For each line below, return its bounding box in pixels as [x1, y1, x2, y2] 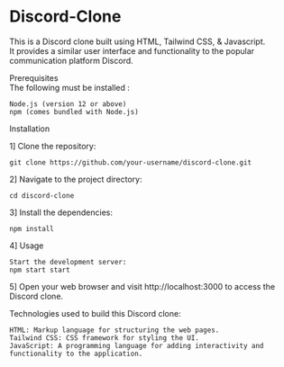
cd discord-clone [9, 191, 75, 200]
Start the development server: [9, 257, 127, 266]
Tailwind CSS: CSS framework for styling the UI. [9, 333, 200, 343]
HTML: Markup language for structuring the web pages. [9, 326, 220, 335]
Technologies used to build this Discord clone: [9, 308, 182, 318]
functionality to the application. [9, 349, 143, 358]
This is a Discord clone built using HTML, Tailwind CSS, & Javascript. [9, 36, 266, 47]
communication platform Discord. [9, 55, 133, 66]
